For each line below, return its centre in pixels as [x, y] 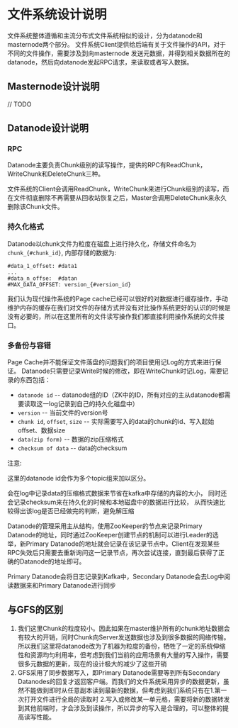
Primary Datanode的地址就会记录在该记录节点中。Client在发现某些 [123, 544]
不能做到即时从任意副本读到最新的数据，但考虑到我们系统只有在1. [119, 690]
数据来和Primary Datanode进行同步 [65, 586]
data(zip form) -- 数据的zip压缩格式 [70, 439]
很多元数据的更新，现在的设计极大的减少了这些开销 [92, 663]
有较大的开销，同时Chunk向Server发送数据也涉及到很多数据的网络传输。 [124, 637]
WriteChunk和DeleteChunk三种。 [56, 174]
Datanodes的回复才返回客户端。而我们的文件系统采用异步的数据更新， [120, 681]
